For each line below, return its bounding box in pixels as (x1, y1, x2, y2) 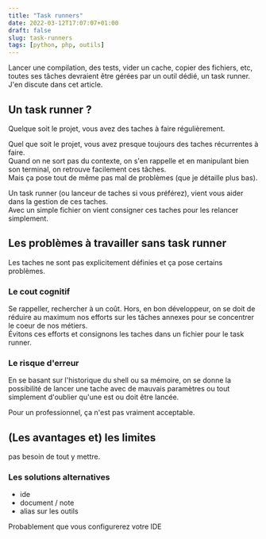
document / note (19, 498, 75, 508)
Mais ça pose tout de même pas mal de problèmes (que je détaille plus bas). (8, 172, 258, 183)
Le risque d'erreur (8, 357, 79, 368)
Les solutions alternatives (8, 472, 110, 483)
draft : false (8, 26, 52, 34)
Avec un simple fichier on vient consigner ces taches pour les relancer (8, 205, 239, 214)
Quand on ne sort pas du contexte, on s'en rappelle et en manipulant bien (8, 156, 249, 165)
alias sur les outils (19, 506, 79, 516)
